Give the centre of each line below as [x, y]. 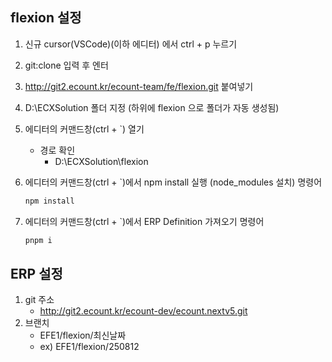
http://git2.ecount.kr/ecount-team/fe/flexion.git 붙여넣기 [139, 86]
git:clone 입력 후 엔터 [66, 65]
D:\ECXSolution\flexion [101, 161]
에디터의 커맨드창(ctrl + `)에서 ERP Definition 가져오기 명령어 [144, 221]
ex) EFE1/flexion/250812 [89, 347]
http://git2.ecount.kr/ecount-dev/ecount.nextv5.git [143, 311]
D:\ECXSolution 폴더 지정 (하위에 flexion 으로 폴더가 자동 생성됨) [152, 107]
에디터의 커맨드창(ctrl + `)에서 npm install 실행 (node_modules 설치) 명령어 [173, 182]
